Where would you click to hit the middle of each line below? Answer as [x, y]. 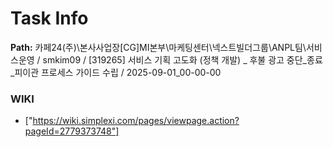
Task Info [49, 18]
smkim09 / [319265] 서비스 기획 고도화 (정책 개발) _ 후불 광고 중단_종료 [182, 59]
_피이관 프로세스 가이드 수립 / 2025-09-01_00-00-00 [116, 72]
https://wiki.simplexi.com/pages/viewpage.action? [136, 121]
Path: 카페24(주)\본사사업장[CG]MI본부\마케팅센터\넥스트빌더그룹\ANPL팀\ [158, 47]
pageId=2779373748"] [72, 131]
